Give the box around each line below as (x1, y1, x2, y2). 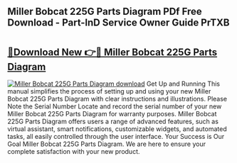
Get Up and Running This (146, 79, 221, 88)
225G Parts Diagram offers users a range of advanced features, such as (7, 117, 219, 125)
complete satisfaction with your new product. (7, 147, 140, 155)
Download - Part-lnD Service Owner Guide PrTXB (7, 17, 230, 29)
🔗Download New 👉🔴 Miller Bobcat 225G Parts (7, 46, 218, 58)
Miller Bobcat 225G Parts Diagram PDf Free (7, 6, 203, 18)
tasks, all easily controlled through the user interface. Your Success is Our (7, 133, 225, 140)
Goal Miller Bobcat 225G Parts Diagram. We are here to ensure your (7, 140, 206, 148)
